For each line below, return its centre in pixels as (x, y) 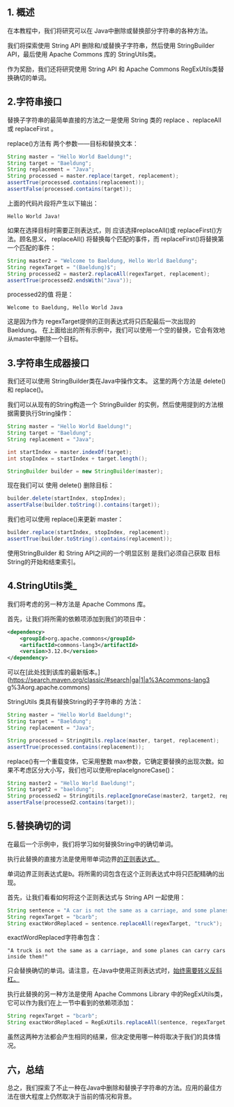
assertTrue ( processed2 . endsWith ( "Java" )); (70, 280)
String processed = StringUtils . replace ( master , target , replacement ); (113, 740)
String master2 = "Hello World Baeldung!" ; (71, 783)
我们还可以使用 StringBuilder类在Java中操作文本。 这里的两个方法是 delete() (117, 381)
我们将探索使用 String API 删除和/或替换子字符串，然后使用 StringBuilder (111, 45)
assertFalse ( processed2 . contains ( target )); (71, 803)
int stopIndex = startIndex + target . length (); (78, 459)
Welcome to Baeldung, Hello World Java (65, 308)
